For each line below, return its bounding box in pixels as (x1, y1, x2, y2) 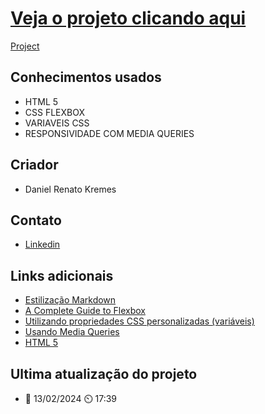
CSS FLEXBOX (24, 106, 86, 118)
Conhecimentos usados (10, 69, 162, 86)
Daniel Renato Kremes (24, 183, 117, 195)
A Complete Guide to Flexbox (24, 305, 146, 317)
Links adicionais (10, 267, 114, 284)
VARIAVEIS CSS (24, 117, 90, 129)
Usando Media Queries (24, 326, 120, 338)
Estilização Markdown (24, 294, 117, 306)
